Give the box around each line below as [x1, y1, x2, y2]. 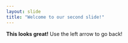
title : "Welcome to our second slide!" [6, 14, 105, 20]
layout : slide [6, 8, 41, 15]
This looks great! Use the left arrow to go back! [6, 30, 123, 37]
